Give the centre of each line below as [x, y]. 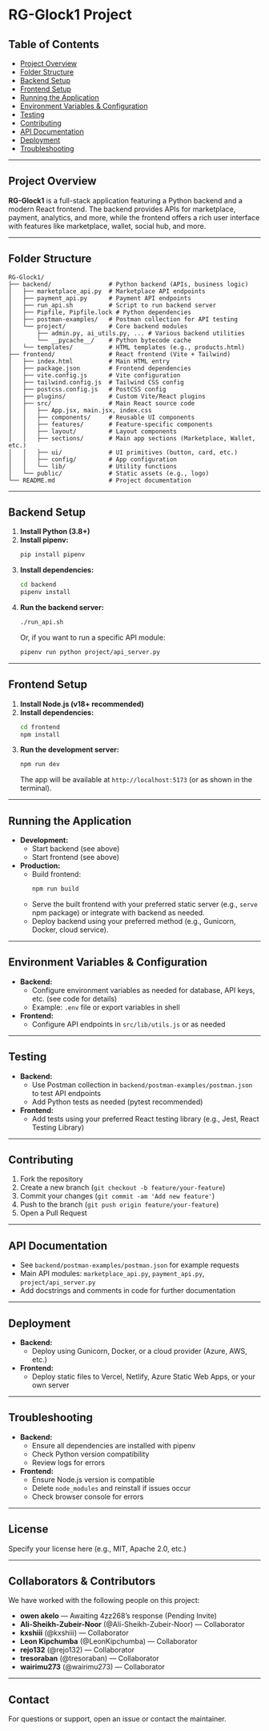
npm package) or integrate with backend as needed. [118, 912]
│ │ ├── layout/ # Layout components [93, 431]
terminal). [36, 788]
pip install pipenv [52, 555]
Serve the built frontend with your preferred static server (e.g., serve [145, 904]
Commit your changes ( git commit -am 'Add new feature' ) [117, 1196]
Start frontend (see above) [76, 857]
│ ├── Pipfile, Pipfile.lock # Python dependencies [100, 312]
